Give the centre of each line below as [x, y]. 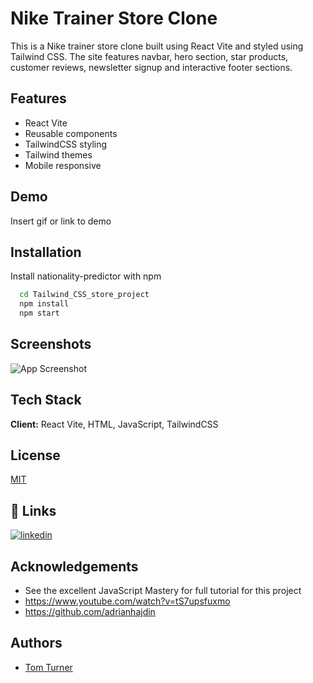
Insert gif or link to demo [61, 221]
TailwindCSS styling [66, 144]
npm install [44, 304]
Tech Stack [46, 400]
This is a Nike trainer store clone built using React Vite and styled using [157, 46]
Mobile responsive [63, 165]
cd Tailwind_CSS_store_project [84, 295]
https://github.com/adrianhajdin [90, 612]
